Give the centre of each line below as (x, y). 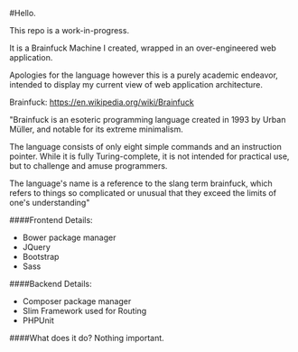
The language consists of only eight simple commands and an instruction (145, 147)
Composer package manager (77, 301)
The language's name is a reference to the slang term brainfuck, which (141, 183)
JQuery (37, 247)
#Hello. (23, 13)
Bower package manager (69, 237)
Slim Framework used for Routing (84, 311)
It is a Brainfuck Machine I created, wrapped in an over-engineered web (143, 48)
